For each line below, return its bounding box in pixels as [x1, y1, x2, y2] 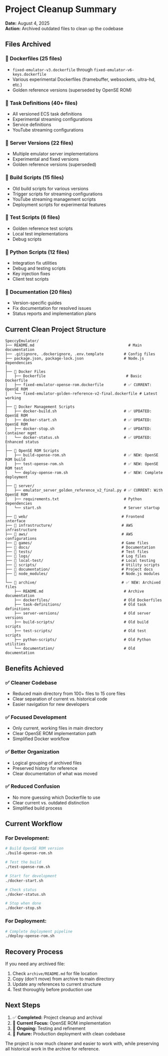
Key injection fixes [12, 271, 50, 277]
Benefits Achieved [5, 664, 64, 672]
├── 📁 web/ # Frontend [5, 514, 144, 519]
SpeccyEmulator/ [5, 338, 39, 343]
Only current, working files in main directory [12, 725, 103, 731]
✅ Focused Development [5, 714, 66, 721]
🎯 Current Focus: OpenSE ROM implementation [12, 1020, 111, 1026]
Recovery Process [5, 948, 63, 956]
